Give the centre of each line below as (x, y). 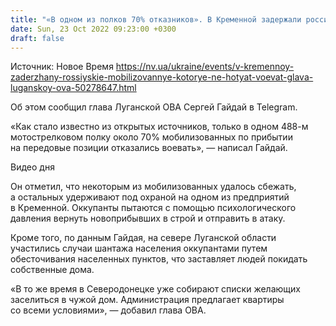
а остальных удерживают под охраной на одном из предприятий (150, 197)
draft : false (37, 38)
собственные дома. (52, 270)
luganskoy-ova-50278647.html (73, 88)
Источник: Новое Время (62, 67)
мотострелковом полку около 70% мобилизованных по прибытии (151, 137)
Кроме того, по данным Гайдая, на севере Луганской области (143, 238)
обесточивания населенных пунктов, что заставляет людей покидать (159, 259)
